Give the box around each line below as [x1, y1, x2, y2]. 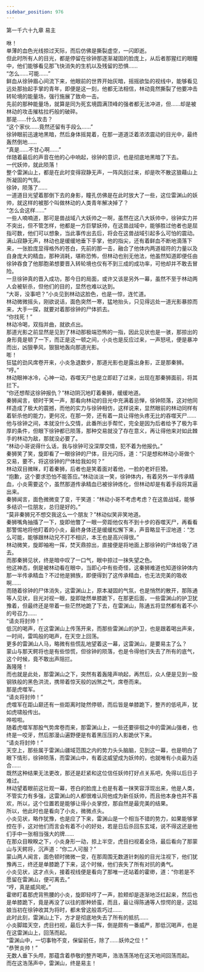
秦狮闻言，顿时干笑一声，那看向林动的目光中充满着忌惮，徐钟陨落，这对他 [6, 397, 192, 404]
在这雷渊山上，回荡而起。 [6, 929, 70, 936]
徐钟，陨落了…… [6, 184, 48, 191]
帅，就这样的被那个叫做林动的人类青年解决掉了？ [6, 199, 129, 206]
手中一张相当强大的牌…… [11, 830, 75, 837]
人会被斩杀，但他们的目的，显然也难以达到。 [6, 282, 118, 290]
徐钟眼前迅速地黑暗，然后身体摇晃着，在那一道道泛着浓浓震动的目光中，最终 [6, 130, 198, 137]
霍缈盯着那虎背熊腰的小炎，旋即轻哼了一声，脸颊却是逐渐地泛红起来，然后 [6, 890, 192, 898]
